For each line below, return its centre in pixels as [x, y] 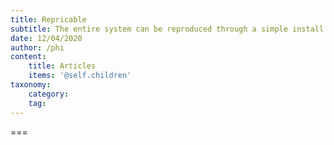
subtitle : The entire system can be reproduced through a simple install [167, 29]
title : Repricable [48, 19]
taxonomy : [31, 85]
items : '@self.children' [80, 76]
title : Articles [62, 66]
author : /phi [37, 47]
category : [49, 94]
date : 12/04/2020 [46, 38]
